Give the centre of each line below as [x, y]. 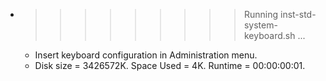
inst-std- [298, 14]
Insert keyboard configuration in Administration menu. [146, 55]
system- [260, 25]
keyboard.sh [269, 35]
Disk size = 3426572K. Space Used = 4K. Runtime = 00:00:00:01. [170, 65]
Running [261, 14]
